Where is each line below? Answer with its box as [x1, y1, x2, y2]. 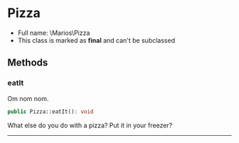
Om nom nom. [7, 94, 49, 102]
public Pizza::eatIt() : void [7, 108, 94, 115]
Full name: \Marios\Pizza [17, 28, 90, 37]
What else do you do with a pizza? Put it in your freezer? [7, 121, 173, 129]
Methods [7, 57, 48, 69]
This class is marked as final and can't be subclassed [17, 36, 176, 44]
